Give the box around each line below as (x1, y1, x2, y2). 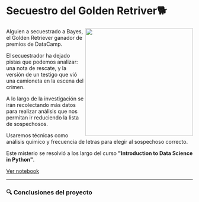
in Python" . (6, 156, 35, 163)
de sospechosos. (6, 120, 49, 127)
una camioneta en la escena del (6, 77, 84, 84)
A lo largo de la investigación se (6, 95, 84, 102)
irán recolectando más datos (6, 101, 76, 108)
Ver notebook (6, 167, 40, 175)
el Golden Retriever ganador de (6, 34, 83, 41)
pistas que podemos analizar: (6, 58, 78, 65)
